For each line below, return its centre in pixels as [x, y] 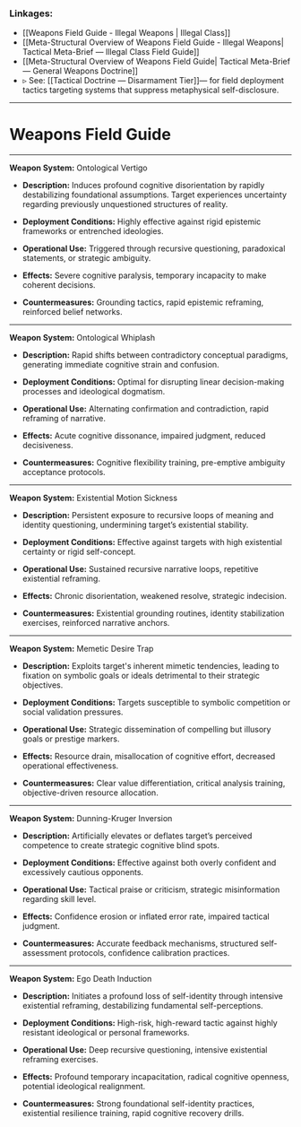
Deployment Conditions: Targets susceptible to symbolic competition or [156, 703]
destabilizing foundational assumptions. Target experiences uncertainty [155, 195]
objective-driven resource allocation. [90, 793]
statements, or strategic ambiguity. [86, 258]
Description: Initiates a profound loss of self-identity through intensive [153, 996]
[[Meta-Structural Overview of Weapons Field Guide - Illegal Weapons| [153, 42]
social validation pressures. [73, 712]
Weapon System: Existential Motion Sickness [93, 498]
